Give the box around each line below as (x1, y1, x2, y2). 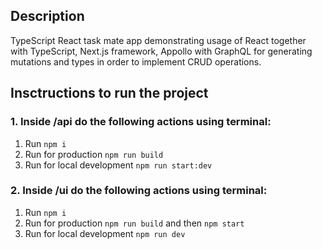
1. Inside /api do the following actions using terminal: (10, 115, 272, 129)
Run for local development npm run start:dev (24, 159, 213, 171)
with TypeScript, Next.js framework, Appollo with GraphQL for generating (10, 45, 313, 57)
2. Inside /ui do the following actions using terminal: (10, 184, 268, 198)
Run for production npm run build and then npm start (24, 217, 245, 229)
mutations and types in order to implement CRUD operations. (10, 55, 262, 68)
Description (10, 8, 85, 25)
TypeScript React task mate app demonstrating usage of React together (10, 34, 307, 46)
